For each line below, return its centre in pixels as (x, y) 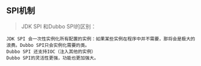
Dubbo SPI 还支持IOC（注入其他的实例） (51, 52)
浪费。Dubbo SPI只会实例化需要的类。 (48, 45)
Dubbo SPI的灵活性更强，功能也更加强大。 (53, 58)
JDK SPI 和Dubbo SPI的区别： (59, 26)
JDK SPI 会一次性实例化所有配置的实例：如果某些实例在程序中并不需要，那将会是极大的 (101, 39)
